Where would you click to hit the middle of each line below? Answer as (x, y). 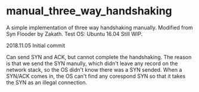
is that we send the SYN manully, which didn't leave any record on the (92, 63)
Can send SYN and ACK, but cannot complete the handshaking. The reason (99, 57)
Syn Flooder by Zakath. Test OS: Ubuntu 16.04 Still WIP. (74, 33)
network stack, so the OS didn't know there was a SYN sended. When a (94, 69)
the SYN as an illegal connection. (47, 82)
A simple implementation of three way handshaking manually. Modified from (99, 27)
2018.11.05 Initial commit (36, 45)
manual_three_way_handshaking (89, 11)
